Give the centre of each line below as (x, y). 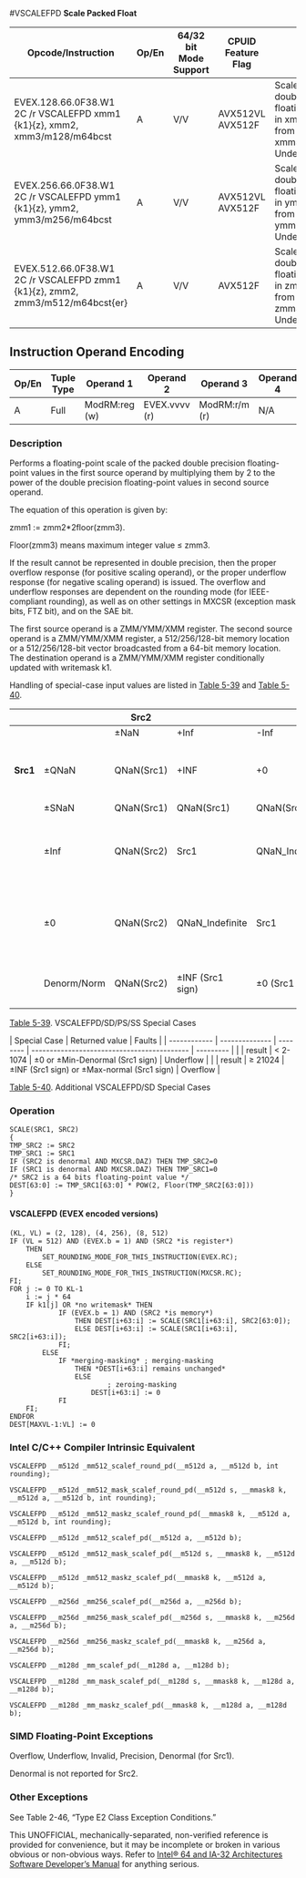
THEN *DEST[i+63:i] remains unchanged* (150, 1369)
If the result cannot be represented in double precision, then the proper (143, 563)
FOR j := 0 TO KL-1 (46, 1288)
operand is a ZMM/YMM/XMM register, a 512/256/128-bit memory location (149, 639)
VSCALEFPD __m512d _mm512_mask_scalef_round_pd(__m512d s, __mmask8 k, (148, 1490)
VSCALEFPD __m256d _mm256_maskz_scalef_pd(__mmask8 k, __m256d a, (138, 1641)
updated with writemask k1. (61, 668)
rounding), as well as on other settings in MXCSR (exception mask (172, 601)
